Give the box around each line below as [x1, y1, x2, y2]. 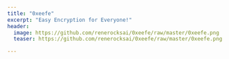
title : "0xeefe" [7, 10, 54, 17]
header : [7, 23, 30, 29]
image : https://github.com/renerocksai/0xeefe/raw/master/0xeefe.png [13, 29, 219, 36]
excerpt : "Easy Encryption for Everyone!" [7, 16, 132, 23]
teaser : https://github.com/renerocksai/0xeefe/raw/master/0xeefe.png [13, 36, 223, 43]
